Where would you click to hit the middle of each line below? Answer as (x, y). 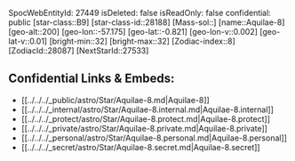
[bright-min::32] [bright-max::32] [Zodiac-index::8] (143, 41)
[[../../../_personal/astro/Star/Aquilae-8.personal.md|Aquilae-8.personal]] (154, 138)
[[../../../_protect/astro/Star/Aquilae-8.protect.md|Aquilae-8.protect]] (146, 118)
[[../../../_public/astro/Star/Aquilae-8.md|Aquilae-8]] (115, 100)
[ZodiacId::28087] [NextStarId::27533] (79, 51)
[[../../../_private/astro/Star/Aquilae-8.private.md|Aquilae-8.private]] (144, 128)
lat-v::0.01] (28, 41)
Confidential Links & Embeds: (92, 79)
